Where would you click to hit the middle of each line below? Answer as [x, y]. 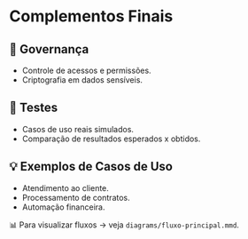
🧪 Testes [34, 108]
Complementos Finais [91, 16]
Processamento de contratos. [76, 197]
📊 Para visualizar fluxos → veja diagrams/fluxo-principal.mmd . [124, 225]
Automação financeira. [63, 207]
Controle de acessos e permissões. [87, 70]
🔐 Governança [49, 49]
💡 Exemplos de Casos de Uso [91, 167]
